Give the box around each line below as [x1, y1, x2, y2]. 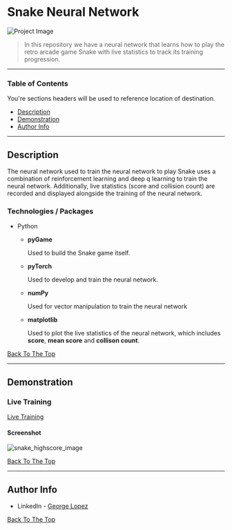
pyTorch [27, 262, 52, 271]
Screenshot [7, 429, 41, 437]
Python [17, 222, 38, 230]
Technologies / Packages [7, 206, 94, 216]
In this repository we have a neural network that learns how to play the [23, 40, 225, 48]
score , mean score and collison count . [27, 336, 140, 345]
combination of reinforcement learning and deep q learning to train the [7, 175, 208, 183]
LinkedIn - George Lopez [17, 502, 88, 511]
